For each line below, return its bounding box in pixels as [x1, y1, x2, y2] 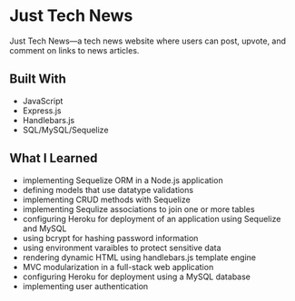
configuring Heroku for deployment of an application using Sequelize [22, 213, 281, 224]
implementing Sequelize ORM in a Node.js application [22, 174, 224, 186]
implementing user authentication [22, 280, 149, 291]
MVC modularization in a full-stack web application [22, 261, 214, 272]
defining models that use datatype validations [22, 184, 193, 195]
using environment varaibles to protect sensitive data [22, 242, 221, 253]
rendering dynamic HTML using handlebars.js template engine [22, 251, 257, 263]
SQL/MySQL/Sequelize [22, 124, 109, 135]
